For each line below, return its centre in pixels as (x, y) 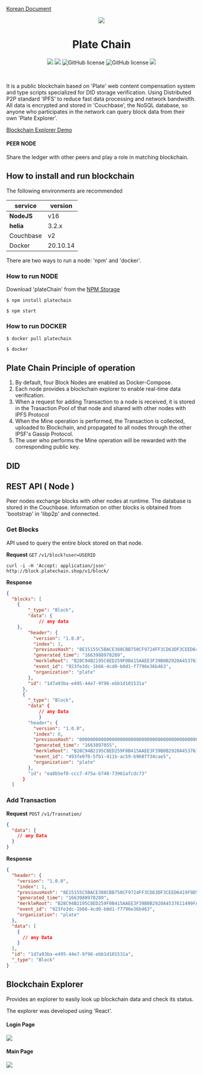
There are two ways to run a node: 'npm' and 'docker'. (74, 260)
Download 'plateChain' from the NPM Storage (63, 290)
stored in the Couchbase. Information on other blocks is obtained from (94, 508)
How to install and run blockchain (70, 176)
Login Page (21, 1025)
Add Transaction (31, 800)
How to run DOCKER (37, 327)
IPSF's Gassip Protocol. (44, 434)
